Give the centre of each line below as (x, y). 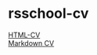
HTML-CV (24, 35)
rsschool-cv (48, 14)
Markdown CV (31, 43)
